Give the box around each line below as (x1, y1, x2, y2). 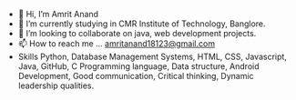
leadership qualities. (17, 80, 94, 91)
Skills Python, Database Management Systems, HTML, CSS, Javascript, (17, 51, 287, 62)
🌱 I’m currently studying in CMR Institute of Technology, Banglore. (17, 18, 266, 29)
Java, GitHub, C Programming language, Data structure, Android (17, 61, 260, 72)
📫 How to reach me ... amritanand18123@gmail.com (17, 38, 216, 49)
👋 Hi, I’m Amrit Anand (17, 9, 98, 19)
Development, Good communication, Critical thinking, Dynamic (17, 71, 254, 81)
